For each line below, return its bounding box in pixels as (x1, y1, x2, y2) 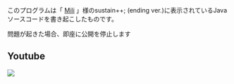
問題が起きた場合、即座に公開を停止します (7, 30, 131, 38)
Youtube (7, 50, 46, 62)
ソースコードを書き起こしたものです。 (7, 15, 118, 23)
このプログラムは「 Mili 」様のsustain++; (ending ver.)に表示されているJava (7, 6, 228, 14)
